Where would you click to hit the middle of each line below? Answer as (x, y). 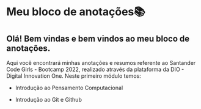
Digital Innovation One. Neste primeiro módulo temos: (74, 76)
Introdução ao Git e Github (49, 100)
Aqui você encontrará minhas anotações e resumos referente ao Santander (101, 63)
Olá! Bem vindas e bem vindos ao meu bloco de (98, 38)
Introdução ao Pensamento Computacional (69, 88)
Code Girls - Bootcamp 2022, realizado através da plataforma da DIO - (95, 69)
